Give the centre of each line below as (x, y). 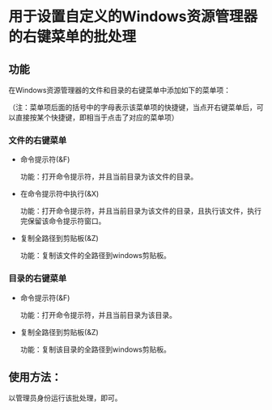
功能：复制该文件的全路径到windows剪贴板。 (96, 256)
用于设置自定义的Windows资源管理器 (133, 17)
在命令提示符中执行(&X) (59, 194)
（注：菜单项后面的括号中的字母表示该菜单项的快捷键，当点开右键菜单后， (132, 107)
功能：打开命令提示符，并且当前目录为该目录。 (98, 315)
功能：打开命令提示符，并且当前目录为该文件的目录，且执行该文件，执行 (140, 211)
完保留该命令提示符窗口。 (63, 221)
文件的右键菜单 (38, 140)
